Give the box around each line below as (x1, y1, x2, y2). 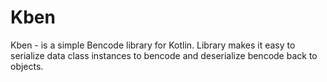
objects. (10, 60, 44, 72)
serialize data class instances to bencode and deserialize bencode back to (10, 49, 318, 61)
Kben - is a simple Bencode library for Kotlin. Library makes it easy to (10, 39, 296, 51)
